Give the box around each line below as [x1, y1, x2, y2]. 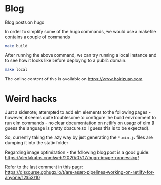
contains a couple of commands [5, 34, 70, 40]
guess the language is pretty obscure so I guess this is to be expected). [5, 125, 150, 131]
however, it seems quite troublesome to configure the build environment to [5, 114, 156, 120]
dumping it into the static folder [5, 139, 69, 145]
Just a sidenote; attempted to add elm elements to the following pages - [5, 109, 151, 115]
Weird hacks [5, 93, 57, 104]
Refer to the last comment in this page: [5, 164, 83, 170]
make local [5, 67, 27, 72]
